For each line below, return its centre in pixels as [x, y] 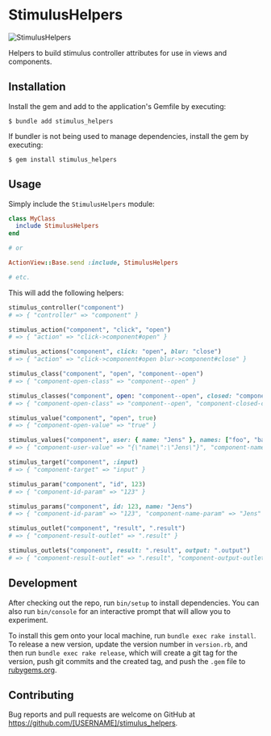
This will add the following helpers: [66, 292]
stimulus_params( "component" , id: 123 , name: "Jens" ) [101, 507]
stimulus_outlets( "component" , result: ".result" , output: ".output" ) [129, 551]
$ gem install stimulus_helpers [63, 159]
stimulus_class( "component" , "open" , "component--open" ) [106, 374]
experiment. [28, 620]
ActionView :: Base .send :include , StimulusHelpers [94, 263]
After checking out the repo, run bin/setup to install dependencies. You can [134, 603]
